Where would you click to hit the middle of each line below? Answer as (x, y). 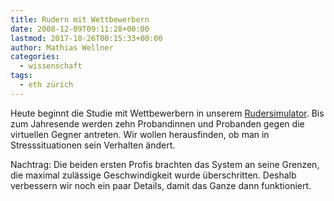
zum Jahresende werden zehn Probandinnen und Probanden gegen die (157, 123)
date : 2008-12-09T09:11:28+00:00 (80, 29)
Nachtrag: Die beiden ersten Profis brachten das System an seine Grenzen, (165, 164)
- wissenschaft (51, 66)
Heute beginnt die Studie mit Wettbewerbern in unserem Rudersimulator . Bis (167, 113)
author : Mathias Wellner (62, 47)
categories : (35, 57)
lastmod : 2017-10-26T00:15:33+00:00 (86, 38)
